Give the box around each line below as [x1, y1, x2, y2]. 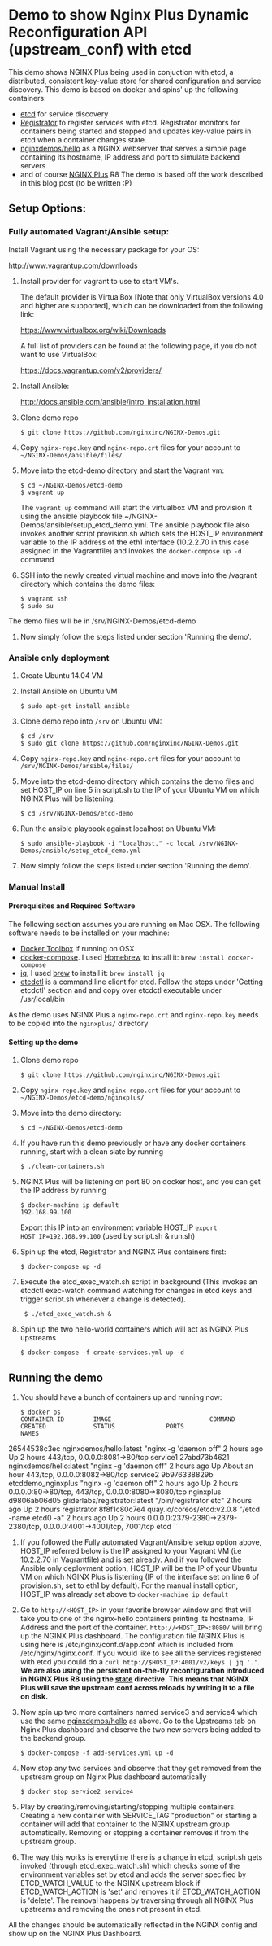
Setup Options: [8, 202, 87, 216]
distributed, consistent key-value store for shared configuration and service [8, 76, 261, 85]
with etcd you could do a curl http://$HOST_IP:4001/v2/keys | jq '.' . [19, 1657, 260, 1667]
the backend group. [19, 1734, 87, 1743]
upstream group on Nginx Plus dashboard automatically [19, 1772, 207, 1782]
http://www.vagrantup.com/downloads [8, 260, 138, 270]
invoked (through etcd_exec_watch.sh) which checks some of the [19, 1861, 240, 1871]
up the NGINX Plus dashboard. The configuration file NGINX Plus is [19, 1631, 245, 1641]
